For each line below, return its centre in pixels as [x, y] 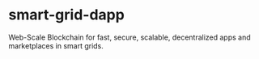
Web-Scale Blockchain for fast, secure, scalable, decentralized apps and [129, 37]
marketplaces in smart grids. [56, 45]
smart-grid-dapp [67, 15]
